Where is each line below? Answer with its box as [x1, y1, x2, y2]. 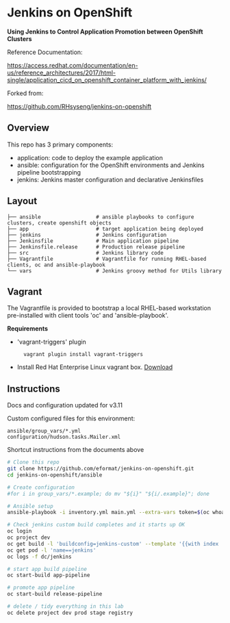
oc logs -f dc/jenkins [7, 553, 72, 560]
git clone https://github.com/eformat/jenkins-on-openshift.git [7, 466, 194, 472]
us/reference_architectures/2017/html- [7, 68, 116, 77]
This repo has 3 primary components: [7, 140, 114, 149]
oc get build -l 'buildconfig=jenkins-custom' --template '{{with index [7, 540, 219, 547]
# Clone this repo [7, 459, 60, 466]
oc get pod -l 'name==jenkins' [7, 546, 97, 554]
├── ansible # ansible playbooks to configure [7, 214, 194, 220]
